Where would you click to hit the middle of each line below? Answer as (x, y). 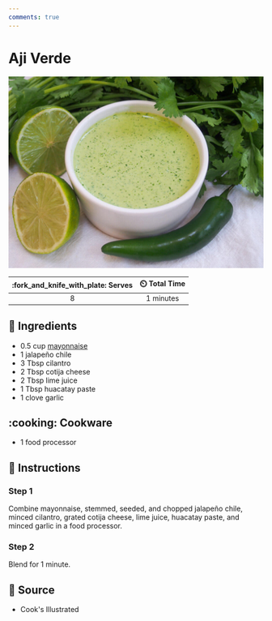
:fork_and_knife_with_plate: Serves (72, 285)
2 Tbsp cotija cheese (55, 371)
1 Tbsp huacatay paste (58, 388)
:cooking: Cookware (61, 423)
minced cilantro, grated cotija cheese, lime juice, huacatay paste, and (124, 517)
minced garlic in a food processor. (66, 526)
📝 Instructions (45, 467)
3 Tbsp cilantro (45, 363)
